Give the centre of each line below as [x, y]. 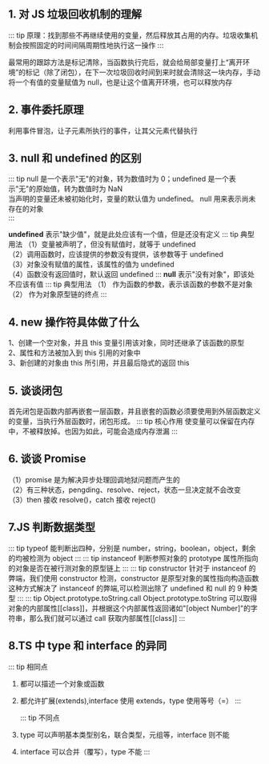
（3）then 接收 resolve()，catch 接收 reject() [82, 499]
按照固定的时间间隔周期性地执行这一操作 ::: [93, 45]
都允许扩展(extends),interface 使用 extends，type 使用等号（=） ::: [130, 700]
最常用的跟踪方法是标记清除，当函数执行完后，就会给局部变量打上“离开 [126, 62]
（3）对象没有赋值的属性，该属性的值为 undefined [91, 264]
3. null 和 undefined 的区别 [75, 158]
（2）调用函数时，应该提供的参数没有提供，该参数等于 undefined [116, 254]
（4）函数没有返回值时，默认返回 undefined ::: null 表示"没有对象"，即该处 [131, 274]
